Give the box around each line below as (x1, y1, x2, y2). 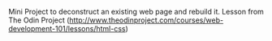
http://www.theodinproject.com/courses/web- (68, 15, 224, 25)
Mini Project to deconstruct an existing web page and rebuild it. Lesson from (8, 7, 264, 16)
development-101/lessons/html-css (8, 24, 126, 33)
